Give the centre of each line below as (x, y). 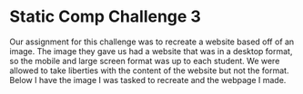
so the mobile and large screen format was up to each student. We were (145, 61)
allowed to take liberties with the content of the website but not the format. (149, 70)
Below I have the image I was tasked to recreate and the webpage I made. (148, 80)
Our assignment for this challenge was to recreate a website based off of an (152, 42)
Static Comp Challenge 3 (106, 17)
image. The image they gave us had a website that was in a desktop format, (151, 51)
